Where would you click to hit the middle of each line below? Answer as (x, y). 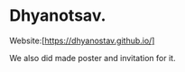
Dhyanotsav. (58, 16)
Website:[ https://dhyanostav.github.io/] (82, 40)
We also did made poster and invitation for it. (92, 58)
